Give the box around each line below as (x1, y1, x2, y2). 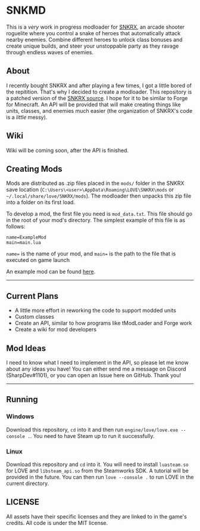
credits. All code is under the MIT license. (6, 519, 108, 526)
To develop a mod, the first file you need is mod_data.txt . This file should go (6, 210, 192, 218)
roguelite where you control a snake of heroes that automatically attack (6, 29, 181, 36)
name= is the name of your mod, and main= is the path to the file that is (6, 250, 176, 257)
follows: (6, 223, 26, 230)
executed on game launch (6, 257, 70, 264)
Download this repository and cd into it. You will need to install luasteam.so (6, 461, 189, 468)
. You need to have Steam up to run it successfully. (30, 432, 155, 439)
